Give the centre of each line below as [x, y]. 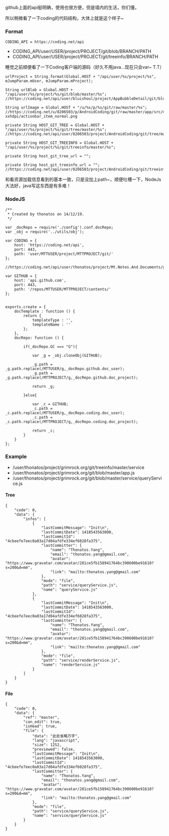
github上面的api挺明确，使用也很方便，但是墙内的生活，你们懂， [72, 7]
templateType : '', [52, 320]
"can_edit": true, [43, 722]
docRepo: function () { [39, 338]
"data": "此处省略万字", [56, 736]
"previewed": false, [54, 749]
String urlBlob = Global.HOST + [39, 90]
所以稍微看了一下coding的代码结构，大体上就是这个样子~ [65, 18]
